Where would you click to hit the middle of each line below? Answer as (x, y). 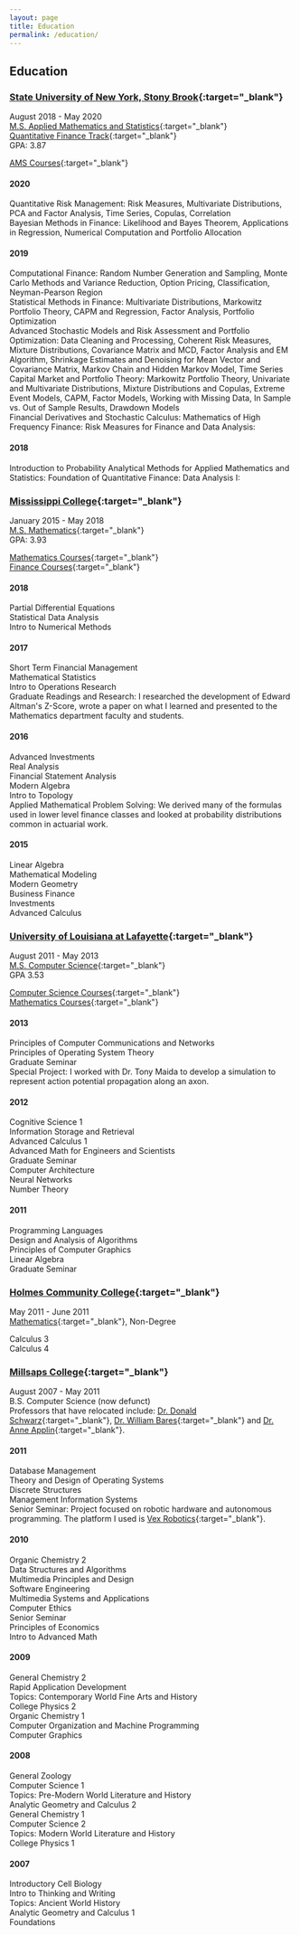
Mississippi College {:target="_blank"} (96, 501)
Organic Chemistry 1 (47, 1715)
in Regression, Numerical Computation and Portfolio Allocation (126, 232)
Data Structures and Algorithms (68, 1569)
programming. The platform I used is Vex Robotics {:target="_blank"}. (138, 1519)
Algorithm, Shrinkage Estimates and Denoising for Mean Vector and (135, 360)
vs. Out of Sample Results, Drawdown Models (94, 408)
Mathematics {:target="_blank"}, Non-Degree (93, 1321)
